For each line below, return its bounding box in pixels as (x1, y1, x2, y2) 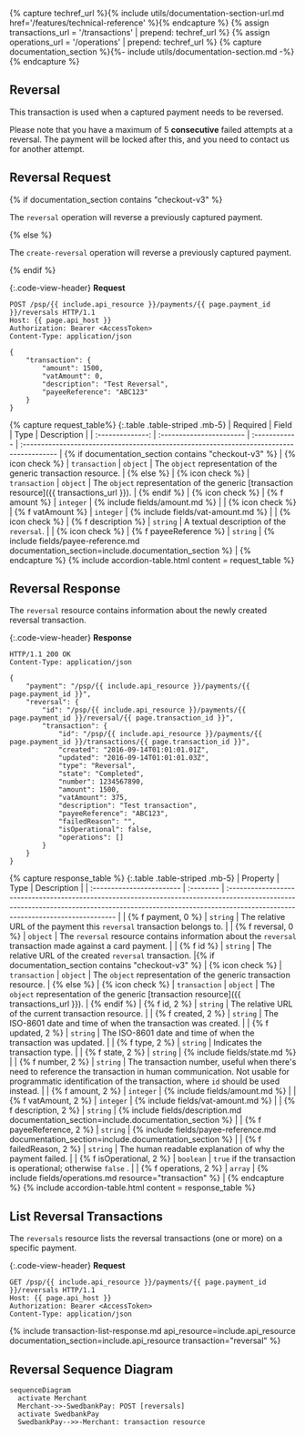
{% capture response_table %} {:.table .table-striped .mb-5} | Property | (9, 873, 280, 884)
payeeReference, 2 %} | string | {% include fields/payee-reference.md (9, 1124, 277, 1136)
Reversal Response (9, 581, 121, 597)
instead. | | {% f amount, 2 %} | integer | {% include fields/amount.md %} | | (9, 1086, 297, 1097)
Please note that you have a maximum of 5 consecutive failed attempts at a (9, 124, 293, 135)
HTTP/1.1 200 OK (9, 650, 71, 659)
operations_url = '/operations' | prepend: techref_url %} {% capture (9, 36, 262, 47)
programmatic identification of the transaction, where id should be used (9, 1076, 280, 1087)
